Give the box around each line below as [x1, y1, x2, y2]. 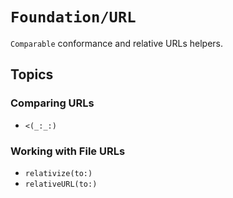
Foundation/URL [10, 8, 137, 27]
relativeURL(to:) [24, 179, 98, 189]
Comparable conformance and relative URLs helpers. [10, 37, 224, 49]
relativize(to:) [24, 168, 93, 178]
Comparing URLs [10, 96, 95, 110]
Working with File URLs [10, 144, 126, 158]
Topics [10, 66, 54, 83]
